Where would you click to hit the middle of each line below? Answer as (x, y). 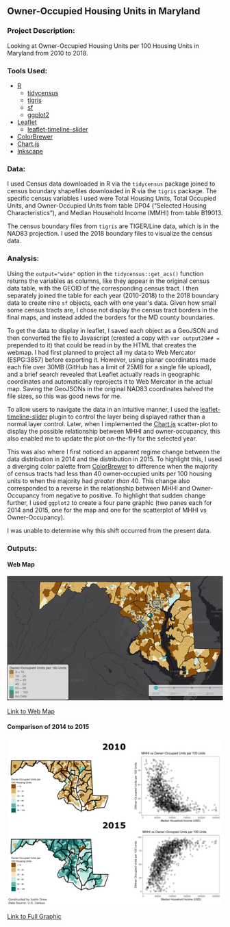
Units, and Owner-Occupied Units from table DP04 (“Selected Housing (107, 206)
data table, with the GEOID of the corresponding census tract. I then (103, 288)
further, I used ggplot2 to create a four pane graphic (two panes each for (110, 502)
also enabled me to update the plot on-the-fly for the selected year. (102, 438)
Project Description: (41, 31)
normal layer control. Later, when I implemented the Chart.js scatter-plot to (112, 423)
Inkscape (30, 151)
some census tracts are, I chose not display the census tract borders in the (113, 310)
